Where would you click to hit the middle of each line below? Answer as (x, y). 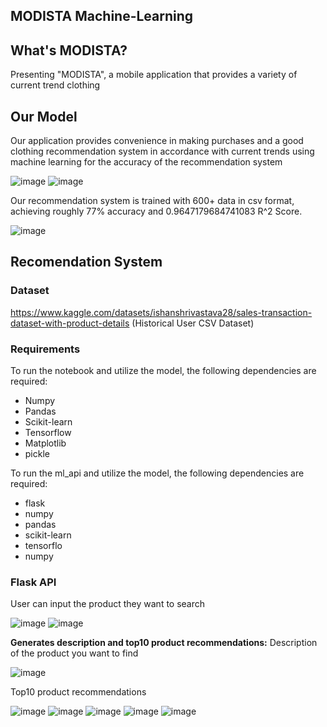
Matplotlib (45, 443)
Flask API (33, 582)
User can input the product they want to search (108, 604)
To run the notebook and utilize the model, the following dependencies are (163, 370)
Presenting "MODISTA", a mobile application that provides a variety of (154, 75)
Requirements (45, 349)
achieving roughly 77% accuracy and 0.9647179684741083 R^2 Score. (156, 211)
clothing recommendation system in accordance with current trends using (162, 151)
